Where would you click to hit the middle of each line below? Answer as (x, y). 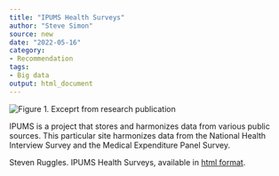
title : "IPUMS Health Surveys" (67, 17)
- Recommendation (41, 59)
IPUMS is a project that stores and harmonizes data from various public (140, 126)
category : (28, 51)
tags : (19, 68)
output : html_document (51, 84)
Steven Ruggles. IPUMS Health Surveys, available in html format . (128, 162)
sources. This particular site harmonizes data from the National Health (138, 135)
